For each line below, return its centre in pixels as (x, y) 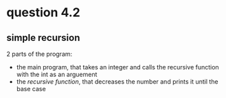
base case (31, 89)
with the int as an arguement (57, 74)
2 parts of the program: (39, 54)
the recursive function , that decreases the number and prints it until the (117, 82)
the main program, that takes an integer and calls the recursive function (117, 67)
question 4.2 (43, 13)
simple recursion (43, 38)
